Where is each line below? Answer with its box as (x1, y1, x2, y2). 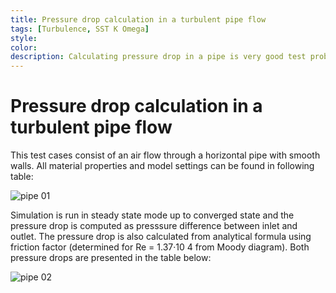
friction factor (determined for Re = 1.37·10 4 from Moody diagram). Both (10, 241, 310, 253)
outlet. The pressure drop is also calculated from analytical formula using (10, 231, 312, 243)
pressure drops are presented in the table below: (10, 252, 212, 264)
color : (10, 42, 38, 53)
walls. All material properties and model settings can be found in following (10, 160, 315, 172)
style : (10, 33, 38, 43)
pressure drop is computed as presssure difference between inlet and (10, 220, 298, 232)
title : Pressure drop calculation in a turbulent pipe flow (10, 14, 267, 25)
